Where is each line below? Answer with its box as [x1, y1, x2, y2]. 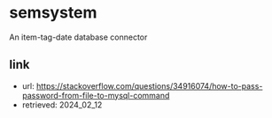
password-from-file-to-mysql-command [21, 90, 170, 100]
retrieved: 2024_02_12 [21, 100, 103, 110]
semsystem [9, 3, 97, 23]
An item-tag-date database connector [9, 32, 148, 42]
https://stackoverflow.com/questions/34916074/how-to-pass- [35, 80, 263, 91]
